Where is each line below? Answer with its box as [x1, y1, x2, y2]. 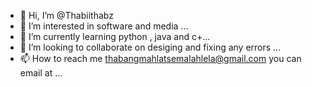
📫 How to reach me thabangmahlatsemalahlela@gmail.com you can [19, 53, 302, 64]
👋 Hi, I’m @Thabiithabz [19, 10, 114, 21]
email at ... [19, 67, 63, 79]
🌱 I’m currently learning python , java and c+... [19, 31, 211, 42]
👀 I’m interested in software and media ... [19, 20, 189, 32]
